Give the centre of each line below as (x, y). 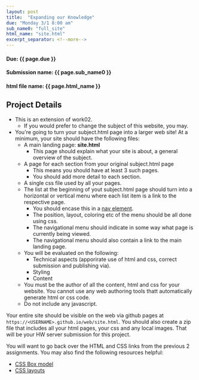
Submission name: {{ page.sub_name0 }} (59, 72)
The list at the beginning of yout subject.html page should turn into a (108, 189)
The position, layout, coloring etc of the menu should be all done (112, 215)
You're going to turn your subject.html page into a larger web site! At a (101, 132)
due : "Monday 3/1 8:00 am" (40, 23)
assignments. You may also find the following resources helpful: (85, 352)
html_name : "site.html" (36, 34)
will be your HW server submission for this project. (68, 334)
